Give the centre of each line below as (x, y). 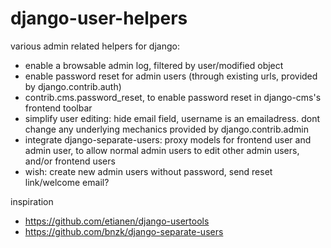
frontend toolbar (58, 108)
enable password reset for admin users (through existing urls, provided (171, 76)
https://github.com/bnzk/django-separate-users (124, 231)
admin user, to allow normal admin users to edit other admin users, (162, 150)
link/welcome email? (67, 182)
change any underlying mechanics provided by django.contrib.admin (166, 129)
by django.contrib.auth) (73, 86)
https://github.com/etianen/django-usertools (117, 221)
